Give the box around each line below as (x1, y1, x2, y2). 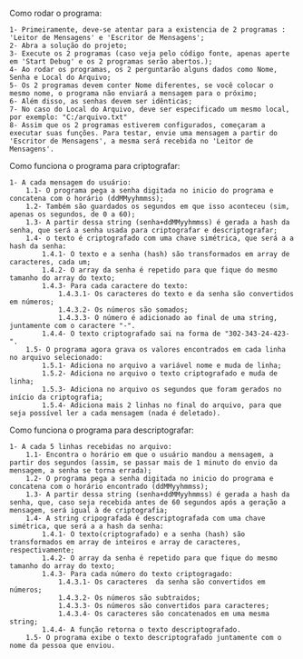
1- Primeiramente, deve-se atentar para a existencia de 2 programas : (9, 25, 286, 35)
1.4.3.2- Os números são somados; (57, 305, 189, 315)
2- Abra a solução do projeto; (9, 41, 128, 50)
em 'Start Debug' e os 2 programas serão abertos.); (9, 57, 213, 66)
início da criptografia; (9, 393, 103, 402)
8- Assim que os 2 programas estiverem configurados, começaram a (9, 121, 266, 130)
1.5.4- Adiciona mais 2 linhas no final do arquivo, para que (42, 401, 282, 410)
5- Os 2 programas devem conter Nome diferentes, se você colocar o (9, 81, 274, 90)
